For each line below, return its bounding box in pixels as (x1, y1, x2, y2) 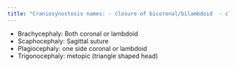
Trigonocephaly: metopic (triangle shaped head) (17, 52, 159, 60)
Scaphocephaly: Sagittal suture (17, 36, 109, 45)
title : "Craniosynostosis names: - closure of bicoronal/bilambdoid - (7, 10, 222, 17)
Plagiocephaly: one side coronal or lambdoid (17, 44, 147, 52)
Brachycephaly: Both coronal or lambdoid (17, 29, 139, 38)
